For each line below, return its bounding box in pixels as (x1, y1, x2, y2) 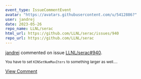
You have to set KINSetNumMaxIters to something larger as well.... (5, 59, 118, 64)
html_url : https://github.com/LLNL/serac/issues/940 (5, 31, 119, 36)
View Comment (5, 68, 38, 74)
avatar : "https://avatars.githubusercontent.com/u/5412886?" (5, 12, 137, 17)
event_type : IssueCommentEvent (5, 7, 72, 13)
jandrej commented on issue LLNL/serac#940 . (5, 49, 102, 56)
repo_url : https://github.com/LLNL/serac (5, 36, 94, 41)
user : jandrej (5, 17, 36, 22)
